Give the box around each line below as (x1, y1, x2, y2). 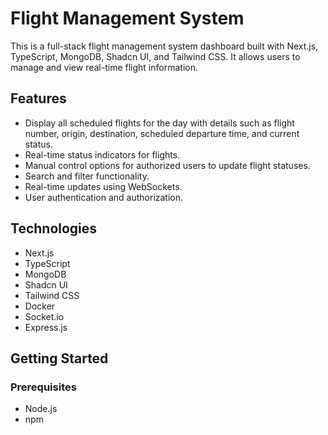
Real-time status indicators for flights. (24, 148, 181, 161)
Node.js (24, 403, 58, 415)
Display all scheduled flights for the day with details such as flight (24, 117, 295, 129)
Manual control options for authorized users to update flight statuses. (24, 159, 311, 171)
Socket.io (24, 310, 65, 322)
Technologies (10, 220, 98, 237)
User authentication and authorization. (24, 191, 184, 203)
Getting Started (10, 350, 109, 367)
